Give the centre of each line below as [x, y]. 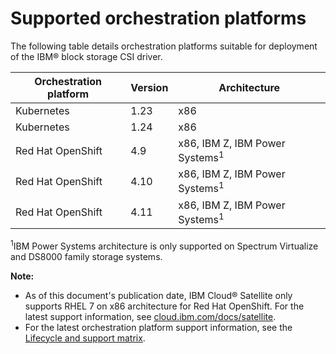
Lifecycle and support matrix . [85, 338]
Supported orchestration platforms [158, 18]
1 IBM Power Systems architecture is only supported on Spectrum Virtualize [164, 245]
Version [149, 87]
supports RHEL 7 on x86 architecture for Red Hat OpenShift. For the [164, 306]
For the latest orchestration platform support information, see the [158, 327]
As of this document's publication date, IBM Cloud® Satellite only [158, 295]
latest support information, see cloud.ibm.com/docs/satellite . [150, 316]
